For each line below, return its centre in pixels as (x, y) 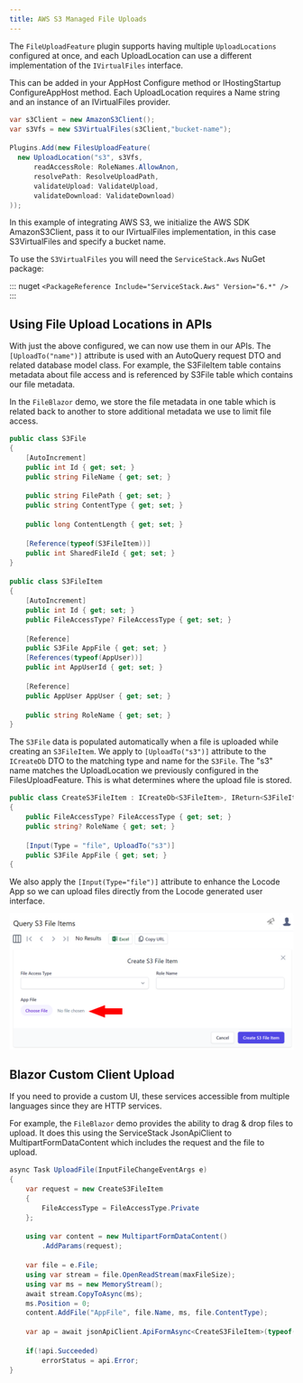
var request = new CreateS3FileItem (95, 1189)
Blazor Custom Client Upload (92, 1075)
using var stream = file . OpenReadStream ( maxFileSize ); (131, 1275)
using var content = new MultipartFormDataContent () (127, 1237)
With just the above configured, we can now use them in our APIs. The (140, 346)
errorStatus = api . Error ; (91, 1360)
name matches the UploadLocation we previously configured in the (134, 771)
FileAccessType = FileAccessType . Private (121, 1208)
